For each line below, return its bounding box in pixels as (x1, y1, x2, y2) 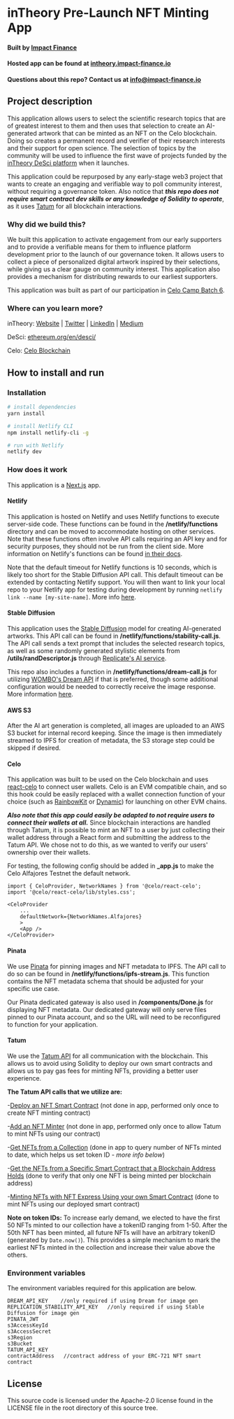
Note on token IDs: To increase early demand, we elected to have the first (7, 1213, 221, 1222)
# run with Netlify (7, 442, 64, 449)
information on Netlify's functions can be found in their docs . (7, 549, 183, 557)
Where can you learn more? (7, 304, 103, 313)
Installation (7, 387, 47, 397)
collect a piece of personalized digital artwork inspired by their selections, (7, 257, 220, 266)
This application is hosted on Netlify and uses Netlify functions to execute (7, 512, 220, 520)
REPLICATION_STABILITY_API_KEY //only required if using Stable (7, 1304, 205, 1311)
